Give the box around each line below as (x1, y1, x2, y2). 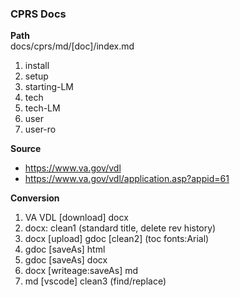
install (24, 60, 50, 72)
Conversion (10, 192, 60, 204)
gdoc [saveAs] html (24, 243, 106, 256)
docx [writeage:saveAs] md (24, 265, 139, 277)
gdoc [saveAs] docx (24, 254, 108, 266)
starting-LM (24, 81, 75, 93)
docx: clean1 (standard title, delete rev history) (24, 222, 217, 234)
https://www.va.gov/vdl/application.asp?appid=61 (24, 173, 230, 185)
